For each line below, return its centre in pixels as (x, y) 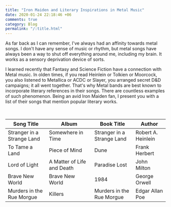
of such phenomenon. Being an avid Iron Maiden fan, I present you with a (82, 96)
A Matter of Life (68, 162)
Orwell (143, 183)
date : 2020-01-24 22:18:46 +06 (38, 15)
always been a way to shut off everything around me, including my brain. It (83, 54)
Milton (143, 168)
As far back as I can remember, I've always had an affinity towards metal (81, 43)
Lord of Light (23, 165)
